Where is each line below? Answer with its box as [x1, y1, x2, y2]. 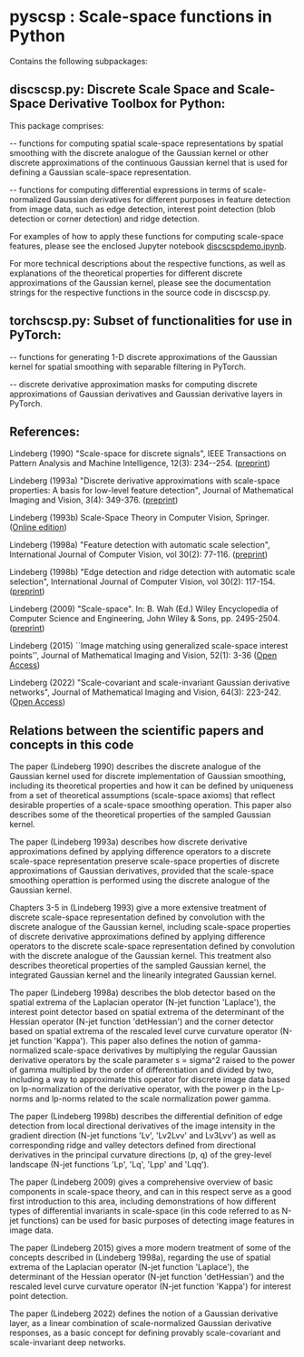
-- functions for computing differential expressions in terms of [9, 184, 241, 195]
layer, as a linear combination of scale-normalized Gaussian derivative [9, 1318, 272, 1329]
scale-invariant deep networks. [9, 1337, 126, 1348]
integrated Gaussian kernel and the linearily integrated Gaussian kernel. [9, 970, 277, 981]
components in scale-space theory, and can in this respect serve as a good [9, 1186, 292, 1197]
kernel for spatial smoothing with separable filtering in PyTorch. [9, 361, 247, 372]
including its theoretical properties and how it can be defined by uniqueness [9, 780, 294, 791]
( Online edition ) [9, 522, 68, 532]
